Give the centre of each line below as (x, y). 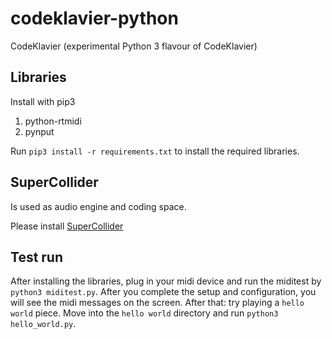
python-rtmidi (53, 121)
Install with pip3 (43, 101)
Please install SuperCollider (67, 226)
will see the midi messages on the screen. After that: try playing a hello (157, 303)
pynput (39, 131)
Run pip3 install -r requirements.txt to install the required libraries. (155, 151)
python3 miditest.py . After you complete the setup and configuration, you (163, 292)
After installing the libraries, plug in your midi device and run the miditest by (166, 281)
